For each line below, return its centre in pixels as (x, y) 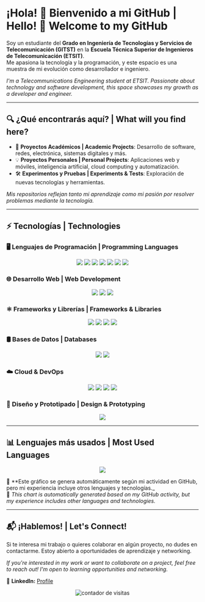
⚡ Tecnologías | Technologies (63, 226)
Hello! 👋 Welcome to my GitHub (87, 26)
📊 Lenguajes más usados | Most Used (80, 443)
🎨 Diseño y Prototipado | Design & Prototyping (76, 404)
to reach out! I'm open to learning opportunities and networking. (87, 569)
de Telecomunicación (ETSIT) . (45, 56)
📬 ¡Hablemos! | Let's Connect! (67, 527)
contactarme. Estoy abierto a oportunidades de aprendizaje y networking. (99, 551)
